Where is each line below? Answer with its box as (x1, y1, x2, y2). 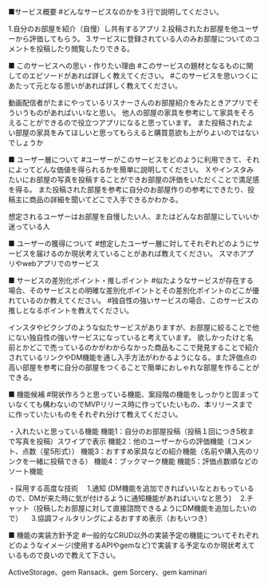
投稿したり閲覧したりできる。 (35, 44, 134, 54)
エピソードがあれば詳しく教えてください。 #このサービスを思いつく (29, 71, 252, 80)
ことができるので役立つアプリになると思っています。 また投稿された (22, 118, 247, 127)
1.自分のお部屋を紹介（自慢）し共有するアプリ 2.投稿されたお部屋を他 (8, 24, 238, 34)
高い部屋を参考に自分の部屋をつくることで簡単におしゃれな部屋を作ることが (8, 363, 260, 372)
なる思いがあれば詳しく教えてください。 (49, 81, 182, 90)
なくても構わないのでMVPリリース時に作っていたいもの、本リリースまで (14, 400, 254, 409)
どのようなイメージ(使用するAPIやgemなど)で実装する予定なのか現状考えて (8, 540, 255, 550)
